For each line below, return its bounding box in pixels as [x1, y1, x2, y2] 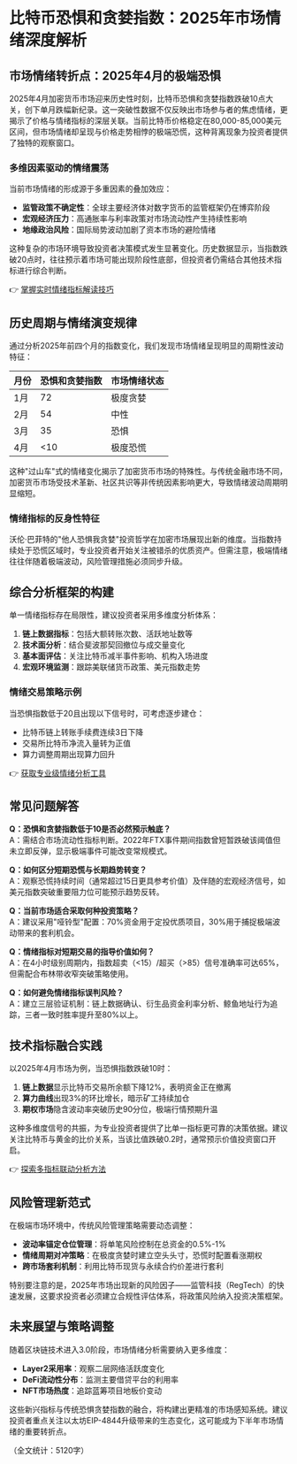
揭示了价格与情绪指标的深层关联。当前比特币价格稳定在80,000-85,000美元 [9, 116, 282, 126]
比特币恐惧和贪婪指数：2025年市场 [9, 8, 266, 28]
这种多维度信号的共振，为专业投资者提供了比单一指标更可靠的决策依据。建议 [9, 1123, 288, 1133]
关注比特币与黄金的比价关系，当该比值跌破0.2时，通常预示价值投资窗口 [9, 1134, 270, 1145]
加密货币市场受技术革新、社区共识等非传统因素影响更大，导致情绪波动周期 [9, 477, 280, 487]
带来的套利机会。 [16, 928, 80, 939]
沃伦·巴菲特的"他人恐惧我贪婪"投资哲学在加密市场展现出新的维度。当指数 [9, 534, 275, 545]
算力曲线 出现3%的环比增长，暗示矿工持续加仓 [21, 1093, 190, 1104]
